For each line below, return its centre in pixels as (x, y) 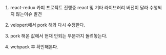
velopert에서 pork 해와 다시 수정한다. (48, 25)
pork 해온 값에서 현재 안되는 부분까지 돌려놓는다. (59, 36)
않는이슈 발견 (29, 14)
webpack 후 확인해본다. (34, 47)
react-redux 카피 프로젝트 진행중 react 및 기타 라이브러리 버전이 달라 (79, 7)
